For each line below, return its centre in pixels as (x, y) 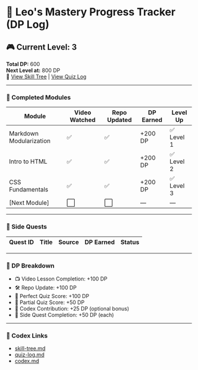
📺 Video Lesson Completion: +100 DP (61, 279)
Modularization (30, 141)
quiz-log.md (29, 355)
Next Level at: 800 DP (33, 70)
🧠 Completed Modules (39, 97)
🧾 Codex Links (27, 335)
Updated (119, 120)
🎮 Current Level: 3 (42, 47)
